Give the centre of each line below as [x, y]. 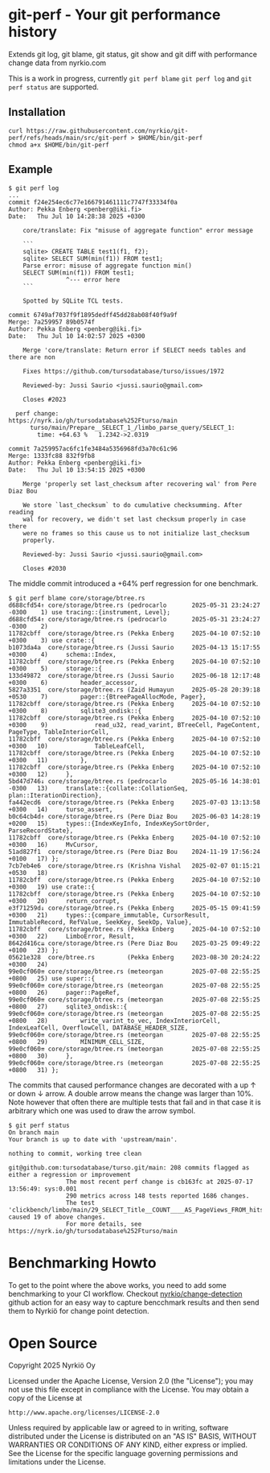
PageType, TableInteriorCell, [59, 732]
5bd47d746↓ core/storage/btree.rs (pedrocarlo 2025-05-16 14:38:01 [135, 781]
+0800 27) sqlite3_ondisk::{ [68, 1007]
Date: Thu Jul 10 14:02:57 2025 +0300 [77, 336]
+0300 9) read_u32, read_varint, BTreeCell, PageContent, [135, 725]
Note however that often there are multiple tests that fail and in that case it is [135, 1102]
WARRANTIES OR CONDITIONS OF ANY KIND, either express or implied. [128, 1445]
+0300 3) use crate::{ [51, 640]
